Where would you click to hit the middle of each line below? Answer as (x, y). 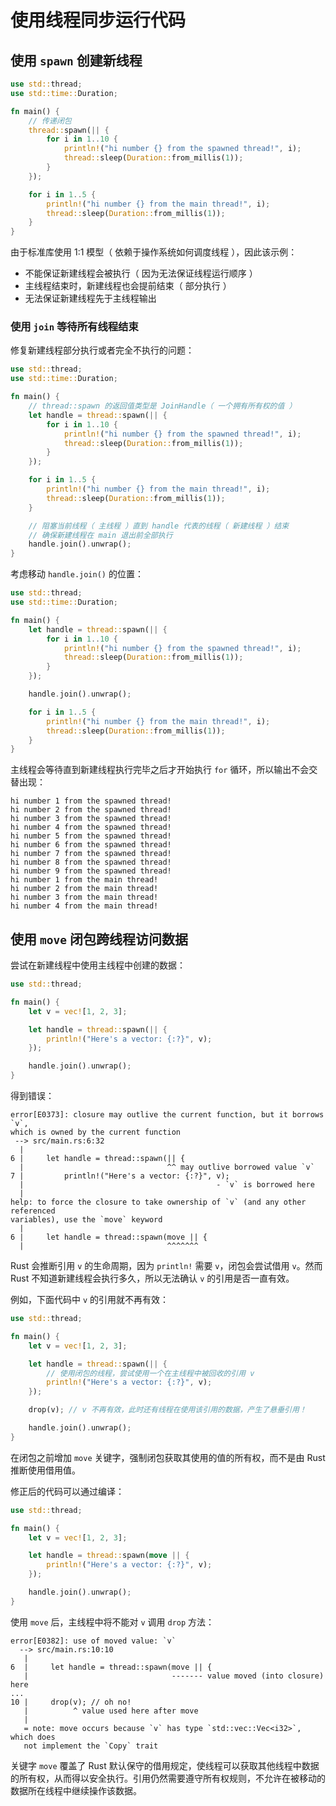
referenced (33, 1211)
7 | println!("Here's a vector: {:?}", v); (120, 1176)
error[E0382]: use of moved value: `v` (93, 1641)
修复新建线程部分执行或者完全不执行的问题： (102, 350)
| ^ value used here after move (111, 1711)
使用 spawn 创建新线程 (76, 60)
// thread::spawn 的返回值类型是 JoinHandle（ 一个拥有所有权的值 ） (162, 406)
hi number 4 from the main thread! (84, 906)
